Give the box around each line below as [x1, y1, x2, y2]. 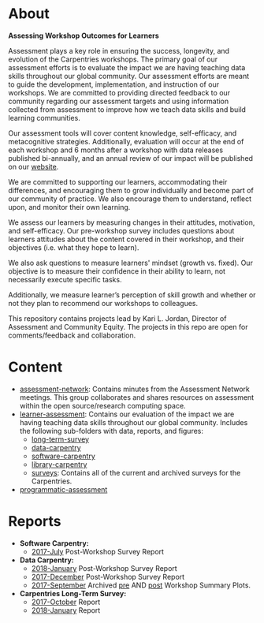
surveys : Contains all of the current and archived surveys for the [31, 468, 241, 477]
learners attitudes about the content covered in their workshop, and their [8, 234, 244, 244]
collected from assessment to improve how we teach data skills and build [8, 104, 247, 114]
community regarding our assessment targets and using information [8, 96, 229, 106]
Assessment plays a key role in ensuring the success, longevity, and [8, 46, 230, 55]
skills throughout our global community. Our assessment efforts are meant [8, 71, 250, 80]
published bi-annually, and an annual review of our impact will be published [8, 153, 254, 162]
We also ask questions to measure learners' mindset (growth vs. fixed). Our [8, 258, 254, 267]
